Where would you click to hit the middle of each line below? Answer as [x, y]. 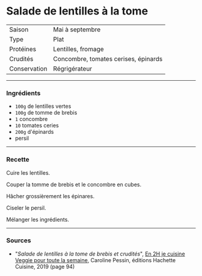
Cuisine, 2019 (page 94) [45, 266]
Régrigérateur [73, 69]
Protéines [23, 49]
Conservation [28, 69]
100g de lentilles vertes [43, 106]
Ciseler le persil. [26, 208]
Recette [18, 160]
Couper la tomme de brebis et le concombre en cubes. [74, 184]
